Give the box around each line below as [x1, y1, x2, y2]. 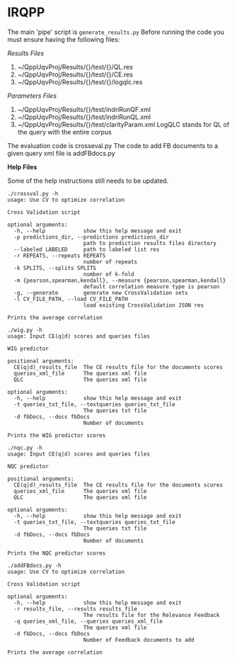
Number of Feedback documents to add [83, 636, 195, 643]
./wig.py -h [7, 327, 42, 334]
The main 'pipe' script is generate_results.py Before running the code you [7, 28, 225, 36]
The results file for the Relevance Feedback [83, 611, 220, 618]
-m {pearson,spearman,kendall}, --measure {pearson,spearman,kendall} [13, 277, 226, 284]
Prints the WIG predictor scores [7, 431, 106, 439]
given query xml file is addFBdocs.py [7, 149, 115, 157]
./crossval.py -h [7, 190, 59, 197]
